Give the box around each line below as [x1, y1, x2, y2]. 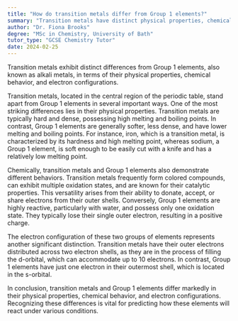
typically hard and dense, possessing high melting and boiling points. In [7, 114, 217, 123]
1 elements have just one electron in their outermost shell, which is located [7, 263, 225, 271]
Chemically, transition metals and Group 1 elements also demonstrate [7, 166, 209, 174]
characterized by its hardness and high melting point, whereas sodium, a [7, 137, 220, 146]
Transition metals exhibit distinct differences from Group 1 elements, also [7, 63, 220, 71]
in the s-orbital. [7, 271, 52, 278]
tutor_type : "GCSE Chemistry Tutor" [7, 37, 115, 44]
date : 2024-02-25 [7, 43, 59, 50]
